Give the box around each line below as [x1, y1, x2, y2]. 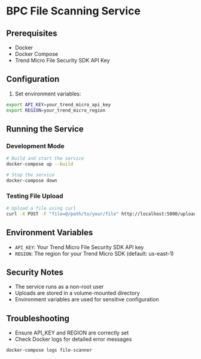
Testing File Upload [6, 192, 64, 200]
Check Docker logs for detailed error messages [14, 336, 132, 343]
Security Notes [6, 267, 64, 277]
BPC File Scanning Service [6, 4, 141, 18]
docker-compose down [6, 177, 58, 184]
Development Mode [6, 142, 65, 150]
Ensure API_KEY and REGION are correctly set [14, 329, 129, 337]
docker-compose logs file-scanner [6, 347, 93, 354]
